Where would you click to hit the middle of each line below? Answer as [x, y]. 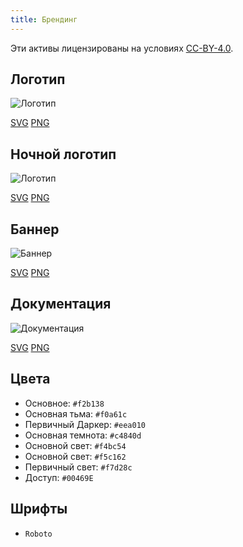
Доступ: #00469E [59, 477]
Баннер [35, 229]
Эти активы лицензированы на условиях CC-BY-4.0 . [122, 48]
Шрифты [39, 509]
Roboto [38, 534]
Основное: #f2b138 [64, 403]
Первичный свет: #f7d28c [78, 467]
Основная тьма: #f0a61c [76, 413]
